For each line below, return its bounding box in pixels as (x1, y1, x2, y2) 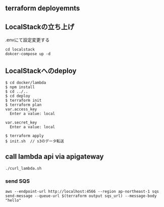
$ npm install (5, 85, 35, 90)
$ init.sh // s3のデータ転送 (5, 139, 64, 144)
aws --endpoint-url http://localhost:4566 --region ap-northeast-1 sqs (5, 189, 159, 194)
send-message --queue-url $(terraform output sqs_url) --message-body (5, 193, 157, 199)
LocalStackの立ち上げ (5, 22, 75, 31)
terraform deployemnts (5, 4, 80, 13)
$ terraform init (5, 98, 42, 103)
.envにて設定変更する (5, 37, 50, 43)
